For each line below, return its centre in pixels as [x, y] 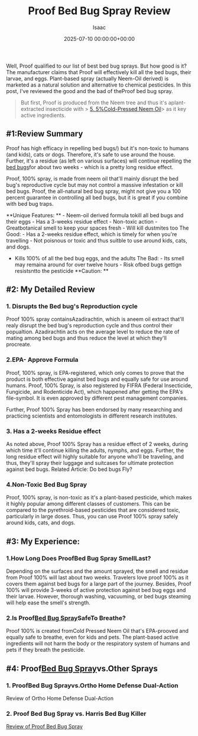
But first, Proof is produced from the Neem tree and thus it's [94, 103]
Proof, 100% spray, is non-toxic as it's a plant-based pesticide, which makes [99, 498]
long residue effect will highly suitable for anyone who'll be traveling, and [95, 457]
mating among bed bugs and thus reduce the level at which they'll [87, 338]
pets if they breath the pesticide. [46, 650]
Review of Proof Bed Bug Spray [44, 727]
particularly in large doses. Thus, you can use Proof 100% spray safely [92, 517]
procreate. [19, 345]
